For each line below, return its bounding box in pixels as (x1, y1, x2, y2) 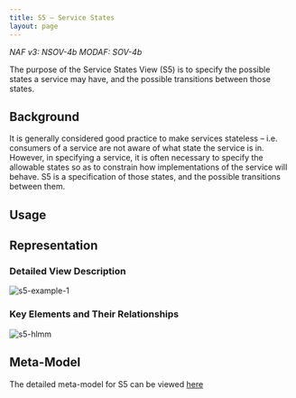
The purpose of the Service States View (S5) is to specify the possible (9, 64, 271, 75)
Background (9, 109, 79, 125)
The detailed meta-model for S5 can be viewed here (9, 378, 204, 389)
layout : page (9, 22, 59, 31)
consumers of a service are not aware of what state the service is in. (9, 143, 264, 153)
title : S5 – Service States (9, 13, 116, 23)
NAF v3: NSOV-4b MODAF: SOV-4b (9, 46, 143, 57)
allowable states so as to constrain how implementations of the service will (9, 162, 288, 172)
